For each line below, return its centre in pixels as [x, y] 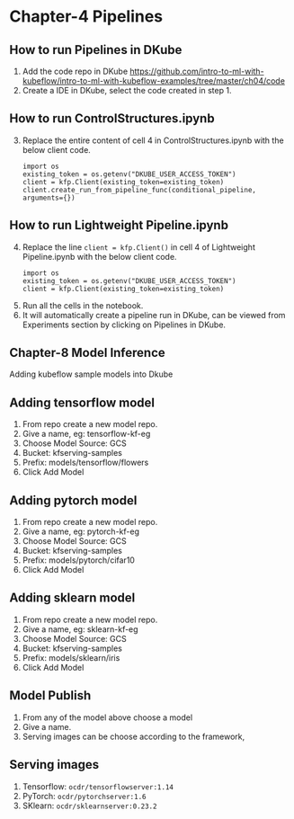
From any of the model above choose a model [107, 717]
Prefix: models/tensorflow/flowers [85, 463]
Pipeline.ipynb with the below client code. [99, 256]
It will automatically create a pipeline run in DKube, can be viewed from [154, 315]
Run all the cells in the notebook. [83, 305]
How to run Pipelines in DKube [96, 50]
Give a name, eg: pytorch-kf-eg [80, 531]
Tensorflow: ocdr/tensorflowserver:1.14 [98, 786]
